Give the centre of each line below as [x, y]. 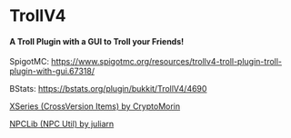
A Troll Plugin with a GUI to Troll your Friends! [97, 41]
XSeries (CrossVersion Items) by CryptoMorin [95, 106]
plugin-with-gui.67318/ [52, 71]
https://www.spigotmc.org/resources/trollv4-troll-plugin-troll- [167, 62]
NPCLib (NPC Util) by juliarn [62, 124]
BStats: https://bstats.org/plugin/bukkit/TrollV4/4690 [108, 89]
